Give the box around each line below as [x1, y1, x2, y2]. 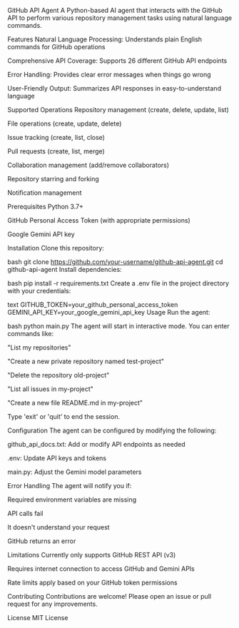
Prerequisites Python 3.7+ [7, 203, 84, 211]
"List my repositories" [7, 343, 71, 352]
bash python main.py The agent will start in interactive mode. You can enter [7, 322, 230, 330]
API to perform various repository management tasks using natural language [7, 14, 233, 22]
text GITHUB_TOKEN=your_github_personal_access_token [7, 300, 178, 309]
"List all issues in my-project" [7, 385, 94, 393]
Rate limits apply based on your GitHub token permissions [7, 578, 178, 587]
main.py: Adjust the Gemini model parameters [7, 467, 142, 476]
